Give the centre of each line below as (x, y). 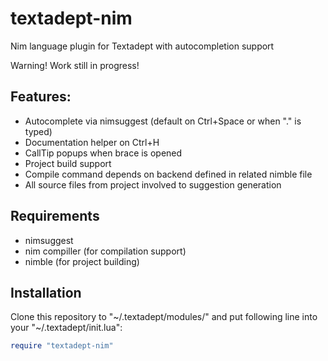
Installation (46, 292)
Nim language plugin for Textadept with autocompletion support (142, 46)
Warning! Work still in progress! (75, 65)
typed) (38, 131)
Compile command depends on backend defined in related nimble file (168, 174)
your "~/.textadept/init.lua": (66, 328)
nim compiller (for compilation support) (105, 251)
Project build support (68, 163)
